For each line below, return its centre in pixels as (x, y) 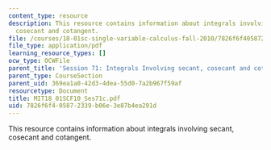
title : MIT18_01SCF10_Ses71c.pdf (65, 98)
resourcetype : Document (48, 91)
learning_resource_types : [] (57, 53)
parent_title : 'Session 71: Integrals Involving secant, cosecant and (129, 69)
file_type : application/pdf (56, 46)
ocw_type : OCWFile (39, 61)
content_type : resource (48, 16)
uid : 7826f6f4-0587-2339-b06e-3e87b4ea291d (83, 106)
